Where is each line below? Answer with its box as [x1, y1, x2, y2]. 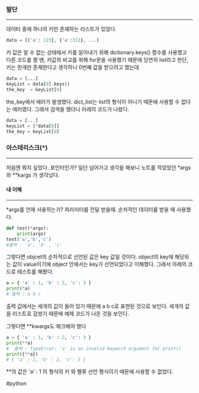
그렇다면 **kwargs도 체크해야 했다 [6, 323, 86, 330]
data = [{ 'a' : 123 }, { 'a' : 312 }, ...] [6, 37, 99, 43]
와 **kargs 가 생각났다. [6, 171, 60, 178]
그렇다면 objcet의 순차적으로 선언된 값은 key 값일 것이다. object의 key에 [6, 253, 174, 260]
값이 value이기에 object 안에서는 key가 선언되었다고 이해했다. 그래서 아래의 [12, 260, 187, 268]
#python [6, 380, 27, 387]
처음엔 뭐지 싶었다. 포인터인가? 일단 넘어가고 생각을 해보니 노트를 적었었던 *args [6, 164, 191, 171]
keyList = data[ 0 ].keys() [6, 81, 70, 87]
